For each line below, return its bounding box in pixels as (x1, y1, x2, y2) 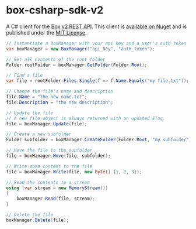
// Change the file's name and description (6, 88, 114, 94)
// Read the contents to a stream (6, 179, 90, 185)
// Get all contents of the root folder (6, 56, 106, 62)
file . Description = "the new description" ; (6, 99, 114, 105)
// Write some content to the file (6, 163, 93, 169)
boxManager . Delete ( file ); (6, 217, 69, 223)
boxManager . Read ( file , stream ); (16, 196, 95, 202)
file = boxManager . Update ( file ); (6, 121, 87, 127)
